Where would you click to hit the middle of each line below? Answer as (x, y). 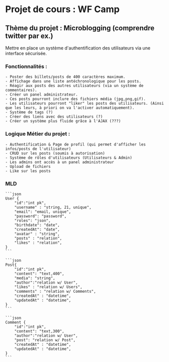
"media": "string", (35, 278)
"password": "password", (40, 216)
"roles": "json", (33, 220)
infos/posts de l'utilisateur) (38, 149)
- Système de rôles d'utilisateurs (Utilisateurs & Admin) (69, 158)
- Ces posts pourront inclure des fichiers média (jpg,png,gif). (75, 99)
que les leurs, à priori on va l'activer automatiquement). (70, 108)
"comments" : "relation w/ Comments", (55, 291)
